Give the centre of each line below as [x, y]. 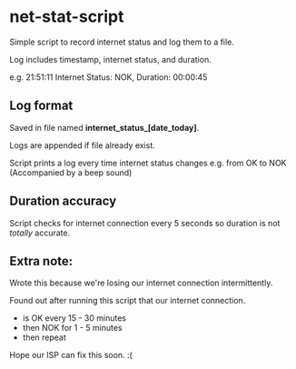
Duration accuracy [63, 201]
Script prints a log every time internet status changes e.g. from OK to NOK [148, 163]
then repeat [44, 337]
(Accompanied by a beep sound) [71, 172]
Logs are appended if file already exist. [83, 145]
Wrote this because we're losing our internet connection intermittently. [141, 283]
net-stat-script [67, 17]
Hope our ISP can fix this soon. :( [71, 355]
